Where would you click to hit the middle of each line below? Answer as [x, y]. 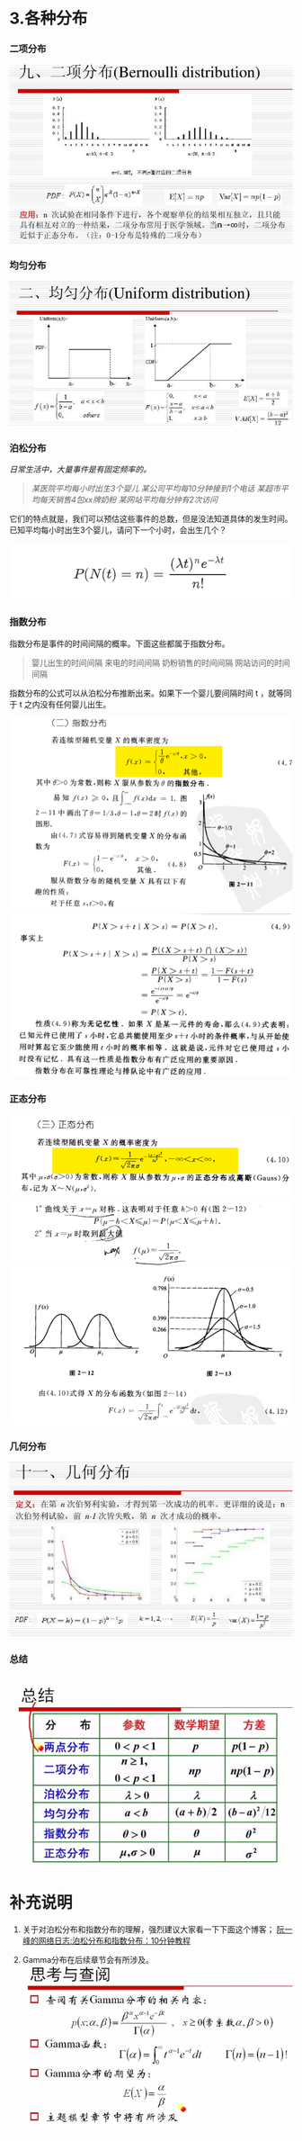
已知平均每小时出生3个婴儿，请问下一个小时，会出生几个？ [118, 530]
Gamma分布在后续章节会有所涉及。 [88, 1959]
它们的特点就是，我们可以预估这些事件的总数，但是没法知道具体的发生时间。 [151, 519]
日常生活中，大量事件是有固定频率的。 [80, 470]
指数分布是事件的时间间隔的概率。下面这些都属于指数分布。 [120, 643]
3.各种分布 [49, 18]
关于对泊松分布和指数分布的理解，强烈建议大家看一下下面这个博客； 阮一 [157, 1929]
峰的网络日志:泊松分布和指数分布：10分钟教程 [107, 1940]
